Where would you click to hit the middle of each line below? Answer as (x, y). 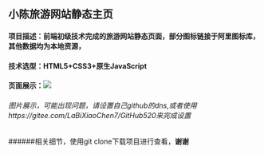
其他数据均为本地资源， (47, 45)
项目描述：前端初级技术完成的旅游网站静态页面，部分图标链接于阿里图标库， (134, 36)
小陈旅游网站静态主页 (61, 14)
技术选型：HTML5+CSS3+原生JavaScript (78, 65)
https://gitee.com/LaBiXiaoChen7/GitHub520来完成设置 (100, 115)
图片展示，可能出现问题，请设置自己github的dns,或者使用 (102, 105)
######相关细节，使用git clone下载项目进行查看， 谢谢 (99, 141)
